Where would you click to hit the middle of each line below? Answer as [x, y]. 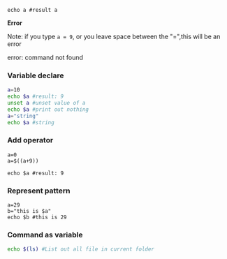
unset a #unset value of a [46, 103]
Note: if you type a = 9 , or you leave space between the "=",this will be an [114, 36]
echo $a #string [31, 122]
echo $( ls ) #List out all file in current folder [81, 249]
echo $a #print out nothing [48, 109]
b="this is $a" [29, 212]
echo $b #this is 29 [37, 217]
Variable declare [36, 75]
